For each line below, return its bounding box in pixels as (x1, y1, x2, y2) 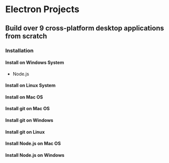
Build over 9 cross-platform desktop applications (5, 24, 164, 32)
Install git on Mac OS (5, 106, 50, 112)
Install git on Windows (5, 117, 53, 123)
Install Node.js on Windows (5, 152, 65, 158)
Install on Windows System (5, 59, 65, 66)
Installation (5, 47, 34, 54)
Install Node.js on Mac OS (5, 141, 61, 147)
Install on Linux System (5, 82, 56, 88)
